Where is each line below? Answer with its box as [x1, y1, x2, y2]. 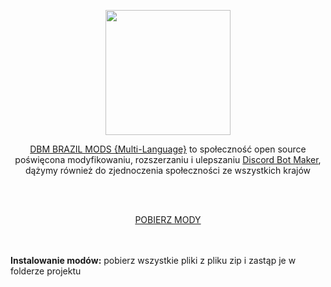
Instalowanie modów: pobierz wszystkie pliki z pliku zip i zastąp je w [10, 255, 297, 266]
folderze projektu [10, 265, 82, 277]
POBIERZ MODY [134, 214, 202, 225]
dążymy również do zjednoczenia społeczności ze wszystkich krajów [24, 165, 312, 176]
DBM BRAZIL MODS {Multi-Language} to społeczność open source [29, 143, 307, 155]
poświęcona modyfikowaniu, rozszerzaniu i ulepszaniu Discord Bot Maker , [14, 154, 322, 165]
